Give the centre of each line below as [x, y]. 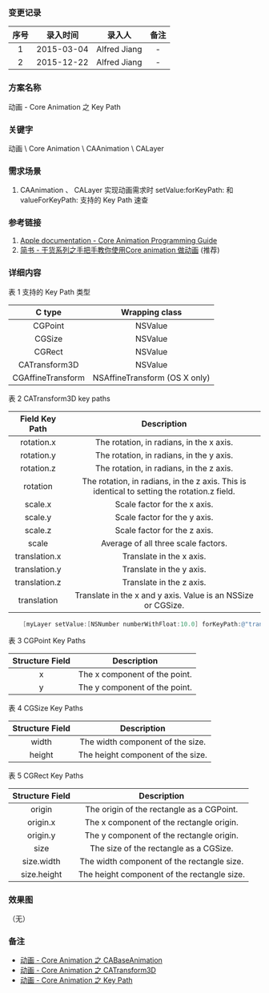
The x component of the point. [135, 674]
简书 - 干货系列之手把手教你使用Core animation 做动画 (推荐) [120, 250]
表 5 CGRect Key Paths [46, 775]
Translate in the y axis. [164, 569]
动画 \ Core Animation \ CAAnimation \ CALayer [86, 148]
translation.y [38, 569]
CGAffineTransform [49, 378]
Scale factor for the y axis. [164, 517]
